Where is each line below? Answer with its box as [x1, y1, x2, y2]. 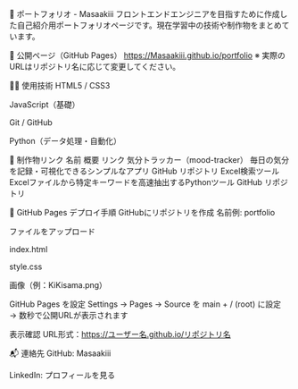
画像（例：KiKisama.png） [9, 280, 107, 290]
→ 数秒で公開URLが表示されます [9, 310, 128, 320]
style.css [9, 261, 43, 272]
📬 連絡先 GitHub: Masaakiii [9, 348, 112, 359]
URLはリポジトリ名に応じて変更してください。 [9, 62, 181, 72]
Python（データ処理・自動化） [9, 136, 122, 146]
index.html [9, 244, 48, 254]
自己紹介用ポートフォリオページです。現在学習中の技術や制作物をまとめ [16, 20, 283, 30]
